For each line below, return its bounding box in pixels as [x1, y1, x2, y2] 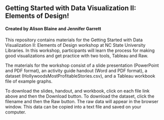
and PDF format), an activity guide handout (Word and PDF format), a [5, 67, 148, 74]
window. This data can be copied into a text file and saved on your [5, 104, 142, 110]
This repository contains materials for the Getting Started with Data [5, 37, 143, 43]
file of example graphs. [5, 78, 53, 84]
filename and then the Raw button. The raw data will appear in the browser [5, 98, 159, 104]
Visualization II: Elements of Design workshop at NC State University [5, 42, 146, 48]
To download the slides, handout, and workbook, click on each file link [5, 88, 150, 94]
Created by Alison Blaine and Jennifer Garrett [5, 25, 101, 31]
